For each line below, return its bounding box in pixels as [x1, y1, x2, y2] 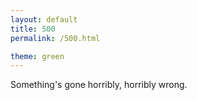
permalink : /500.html [10, 33, 101, 43]
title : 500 [10, 24, 56, 34]
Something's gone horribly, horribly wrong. [10, 79, 188, 91]
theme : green [10, 51, 65, 61]
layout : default [10, 14, 78, 25]
